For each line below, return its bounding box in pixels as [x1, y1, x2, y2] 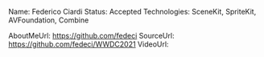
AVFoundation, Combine [8, 15, 89, 25]
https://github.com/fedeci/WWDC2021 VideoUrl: [8, 39, 169, 49]
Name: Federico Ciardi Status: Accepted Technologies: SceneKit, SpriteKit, [8, 7, 257, 16]
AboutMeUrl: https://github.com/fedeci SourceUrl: [8, 31, 175, 40]
